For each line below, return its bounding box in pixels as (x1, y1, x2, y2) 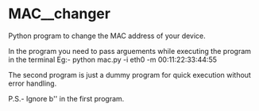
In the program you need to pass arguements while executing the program (8, 46, 252, 55)
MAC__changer (8, 5, 111, 23)
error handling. (8, 78, 57, 88)
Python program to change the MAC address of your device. (8, 31, 207, 40)
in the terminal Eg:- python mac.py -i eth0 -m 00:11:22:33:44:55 (8, 55, 217, 64)
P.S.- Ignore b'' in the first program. (8, 94, 125, 103)
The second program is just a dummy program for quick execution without (8, 70, 252, 79)
